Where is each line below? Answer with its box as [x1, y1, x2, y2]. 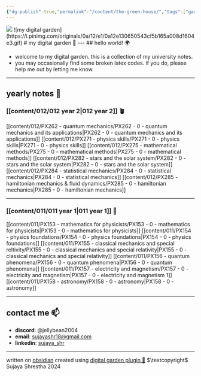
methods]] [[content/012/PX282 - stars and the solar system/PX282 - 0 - [6, 154, 187, 162]
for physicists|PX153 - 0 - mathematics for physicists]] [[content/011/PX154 [6, 227, 191, 234]
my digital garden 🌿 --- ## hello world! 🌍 [28, 39, 130, 46]
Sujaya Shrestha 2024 [6, 363, 61, 370]
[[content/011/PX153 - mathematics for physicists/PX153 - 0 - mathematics [6, 220, 190, 228]
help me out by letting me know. [14, 65, 94, 72]
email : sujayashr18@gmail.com [14, 333, 92, 340]
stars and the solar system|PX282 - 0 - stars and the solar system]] [6, 161, 173, 168]
